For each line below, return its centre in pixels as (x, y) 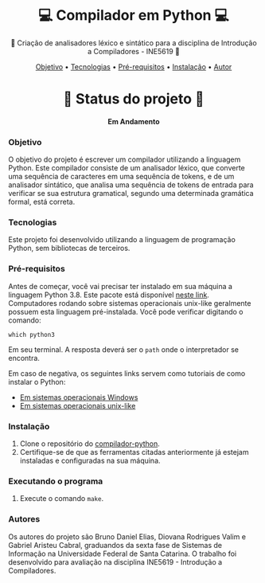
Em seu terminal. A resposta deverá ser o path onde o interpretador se (124, 349)
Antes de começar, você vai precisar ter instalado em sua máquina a (121, 286)
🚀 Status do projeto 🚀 (134, 99)
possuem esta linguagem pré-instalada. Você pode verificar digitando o (126, 311)
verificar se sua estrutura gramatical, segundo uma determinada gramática (131, 194)
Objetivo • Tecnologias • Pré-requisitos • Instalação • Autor (134, 67)
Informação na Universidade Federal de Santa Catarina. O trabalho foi (123, 554)
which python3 (32, 335)
